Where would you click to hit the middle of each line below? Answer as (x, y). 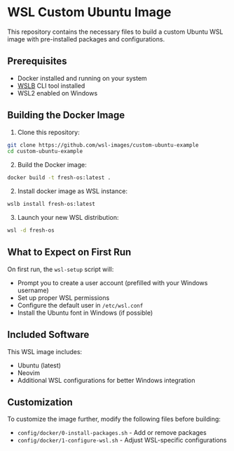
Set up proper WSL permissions (63, 298)
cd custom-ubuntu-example (45, 152)
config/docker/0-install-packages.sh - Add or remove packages (112, 433)
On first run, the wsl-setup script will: (61, 269)
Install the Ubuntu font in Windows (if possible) (85, 313)
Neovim (29, 372)
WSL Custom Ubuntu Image (89, 12)
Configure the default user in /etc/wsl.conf (80, 305)
